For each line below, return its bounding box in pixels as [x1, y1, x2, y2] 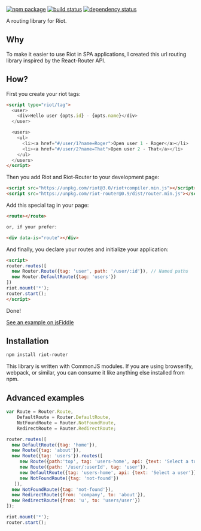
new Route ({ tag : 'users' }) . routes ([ [11, 453, 103, 459]
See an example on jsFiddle [6, 318, 74, 326]
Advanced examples [6, 393, 85, 403]
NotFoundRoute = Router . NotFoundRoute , [17, 420, 117, 426]
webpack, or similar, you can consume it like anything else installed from [6, 369, 185, 376]
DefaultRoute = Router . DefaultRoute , [17, 414, 111, 420]
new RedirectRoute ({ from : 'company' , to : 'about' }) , [11, 492, 146, 498]
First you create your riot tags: [6, 90, 81, 97]
